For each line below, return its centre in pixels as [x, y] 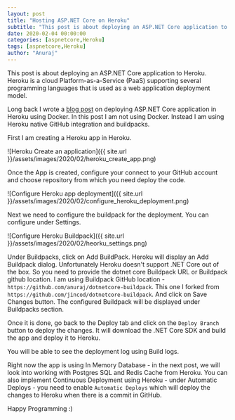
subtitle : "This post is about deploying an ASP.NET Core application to [117, 27]
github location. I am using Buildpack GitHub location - [86, 279]
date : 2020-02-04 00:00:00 [47, 33]
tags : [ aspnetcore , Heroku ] [47, 46]
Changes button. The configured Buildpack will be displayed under [104, 301]
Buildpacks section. [36, 309]
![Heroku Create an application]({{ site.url [67, 151]
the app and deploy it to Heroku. [54, 338]
